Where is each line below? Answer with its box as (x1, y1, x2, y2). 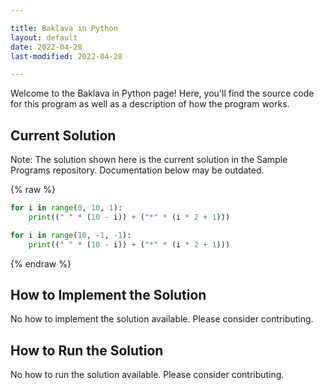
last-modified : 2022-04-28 (10, 51, 123, 61)
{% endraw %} (10, 257, 72, 270)
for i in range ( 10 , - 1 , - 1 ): (10, 230, 132, 240)
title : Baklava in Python (10, 23, 118, 33)
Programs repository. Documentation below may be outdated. (10, 164, 265, 176)
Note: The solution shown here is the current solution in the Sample (10, 154, 288, 166)
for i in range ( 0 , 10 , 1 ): (10, 203, 123, 213)
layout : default (10, 32, 78, 43)
